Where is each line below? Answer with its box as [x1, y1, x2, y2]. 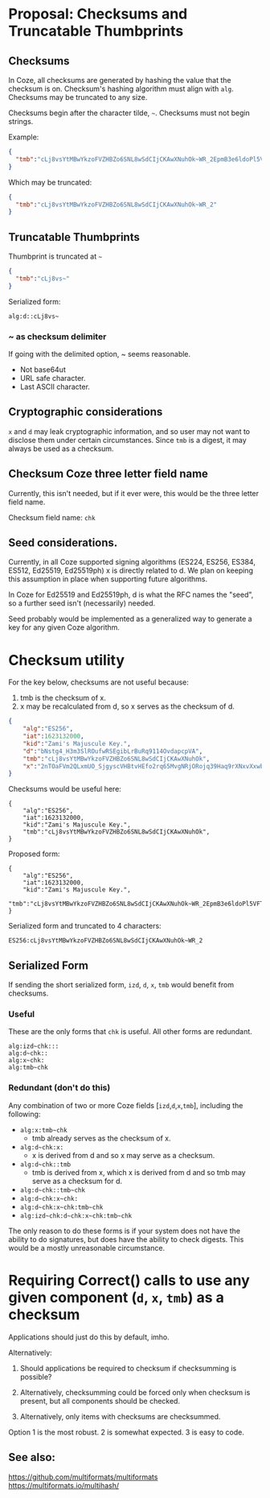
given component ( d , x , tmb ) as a [8, 1288, 225, 1306]
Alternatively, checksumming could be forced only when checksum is [19, 1387, 251, 1397]
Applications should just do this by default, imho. [8, 1332, 170, 1342]
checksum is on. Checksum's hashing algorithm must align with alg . [8, 84, 235, 93]
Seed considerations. [8, 536, 118, 549]
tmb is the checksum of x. [19, 693, 107, 703]
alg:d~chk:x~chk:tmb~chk [19, 1203, 104, 1211]
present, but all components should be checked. [19, 1396, 181, 1405]
